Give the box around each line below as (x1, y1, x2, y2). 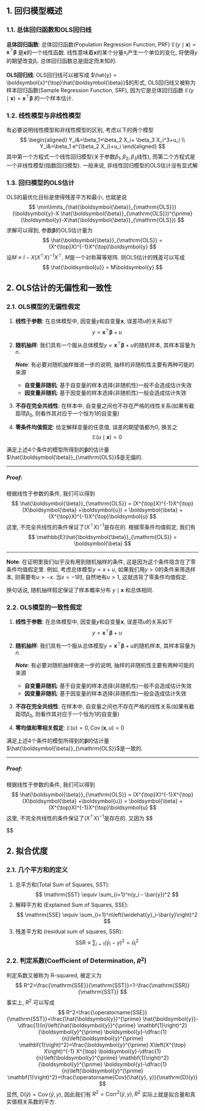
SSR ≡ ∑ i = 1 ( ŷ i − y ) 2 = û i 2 (75, 938, 139, 947)
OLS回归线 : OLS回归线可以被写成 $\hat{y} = (6, 71, 117, 78)
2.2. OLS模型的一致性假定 (6, 603, 82, 612)
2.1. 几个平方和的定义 (6, 866, 68, 874)
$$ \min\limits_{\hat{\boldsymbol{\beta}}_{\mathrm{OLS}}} (28, 203, 177, 211)
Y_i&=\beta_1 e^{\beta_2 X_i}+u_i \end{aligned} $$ (39, 142, 166, 150)
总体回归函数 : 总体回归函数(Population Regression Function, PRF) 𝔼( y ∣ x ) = (6, 40, 196, 48)
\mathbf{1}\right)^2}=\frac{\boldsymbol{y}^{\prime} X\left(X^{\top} (19, 1041, 186, 1048)
